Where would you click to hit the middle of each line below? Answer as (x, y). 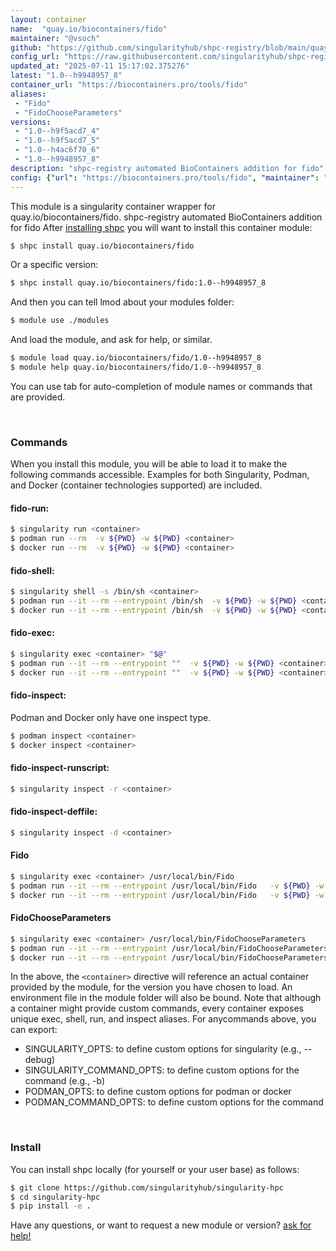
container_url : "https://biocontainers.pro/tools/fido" (129, 85)
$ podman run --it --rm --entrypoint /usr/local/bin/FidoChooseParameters (169, 948)
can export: (34, 1030)
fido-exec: (32, 633)
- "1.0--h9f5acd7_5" (57, 141)
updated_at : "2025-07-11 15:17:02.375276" (100, 66)
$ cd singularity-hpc (55, 1197)
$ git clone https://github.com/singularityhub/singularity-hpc (147, 1187)
